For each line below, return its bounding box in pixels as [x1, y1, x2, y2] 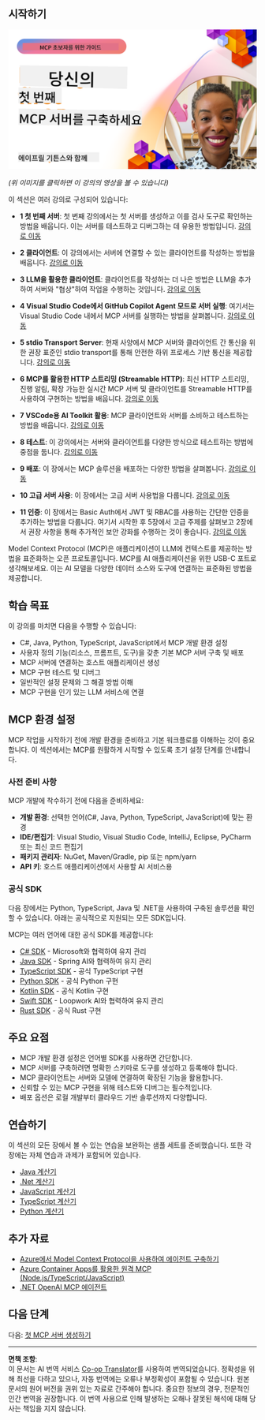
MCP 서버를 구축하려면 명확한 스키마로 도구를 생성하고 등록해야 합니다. [19, 1063, 238, 1073]
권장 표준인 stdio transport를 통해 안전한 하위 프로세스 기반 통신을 [28, 348, 232, 357]
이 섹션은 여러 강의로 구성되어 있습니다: [8, 195, 129, 204]
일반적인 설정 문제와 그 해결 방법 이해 [19, 678, 134, 687]
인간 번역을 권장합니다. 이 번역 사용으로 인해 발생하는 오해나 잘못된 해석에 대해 [8, 1393, 248, 1403]
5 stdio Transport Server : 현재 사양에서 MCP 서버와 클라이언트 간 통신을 [19, 338, 248, 347]
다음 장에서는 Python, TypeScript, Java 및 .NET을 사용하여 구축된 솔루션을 [8, 902, 241, 913]
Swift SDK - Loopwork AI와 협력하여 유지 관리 [19, 996, 164, 1005]
